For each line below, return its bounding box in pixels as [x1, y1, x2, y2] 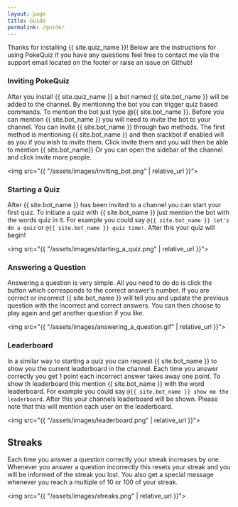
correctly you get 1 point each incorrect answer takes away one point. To [7, 372, 221, 380]
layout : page [7, 10, 46, 18]
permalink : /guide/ [7, 23, 65, 31]
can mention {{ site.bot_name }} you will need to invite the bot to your [7, 115, 211, 123]
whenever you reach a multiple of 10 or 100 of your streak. [7, 478, 178, 486]
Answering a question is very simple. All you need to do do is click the [7, 278, 212, 287]
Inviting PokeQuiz [7, 76, 70, 86]
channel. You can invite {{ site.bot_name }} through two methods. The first [7, 122, 225, 131]
